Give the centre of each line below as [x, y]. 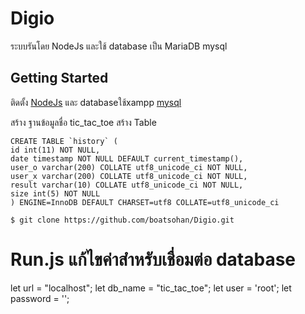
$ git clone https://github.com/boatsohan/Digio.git [122, 220]
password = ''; [40, 298]
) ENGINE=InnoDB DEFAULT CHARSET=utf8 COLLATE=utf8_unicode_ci [145, 202]
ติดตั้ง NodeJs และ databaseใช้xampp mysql [96, 102]
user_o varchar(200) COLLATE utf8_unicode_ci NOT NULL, [129, 167]
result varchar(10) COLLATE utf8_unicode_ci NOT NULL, [127, 185]
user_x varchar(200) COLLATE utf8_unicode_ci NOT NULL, [129, 176]
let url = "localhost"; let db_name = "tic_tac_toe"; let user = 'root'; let [151, 288]
